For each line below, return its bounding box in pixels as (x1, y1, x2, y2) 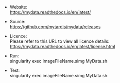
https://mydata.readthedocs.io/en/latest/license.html (9, 44, 115, 49)
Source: (9, 19, 26, 24)
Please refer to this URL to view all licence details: (9, 38, 110, 44)
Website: (9, 4, 28, 10)
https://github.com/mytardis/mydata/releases (9, 24, 101, 30)
